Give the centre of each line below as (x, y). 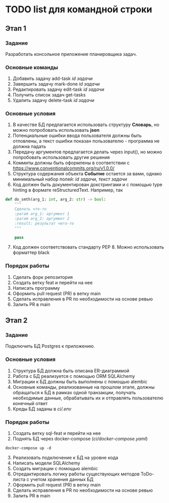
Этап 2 (17, 321)
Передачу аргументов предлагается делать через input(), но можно (87, 152)
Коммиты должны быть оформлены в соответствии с (71, 163)
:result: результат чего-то (44, 223)
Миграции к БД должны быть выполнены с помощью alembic (80, 381)
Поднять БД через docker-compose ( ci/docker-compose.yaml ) (80, 439)
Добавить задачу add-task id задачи (53, 78)
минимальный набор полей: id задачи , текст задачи (70, 179)
